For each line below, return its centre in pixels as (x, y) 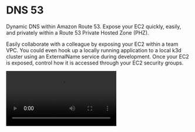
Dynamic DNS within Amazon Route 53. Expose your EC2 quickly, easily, (94, 26)
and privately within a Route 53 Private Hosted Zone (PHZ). (78, 32)
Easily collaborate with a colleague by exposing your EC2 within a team (92, 44)
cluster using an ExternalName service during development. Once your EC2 (97, 56)
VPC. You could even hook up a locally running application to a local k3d (94, 50)
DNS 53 (25, 10)
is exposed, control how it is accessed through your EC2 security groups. (95, 63)
